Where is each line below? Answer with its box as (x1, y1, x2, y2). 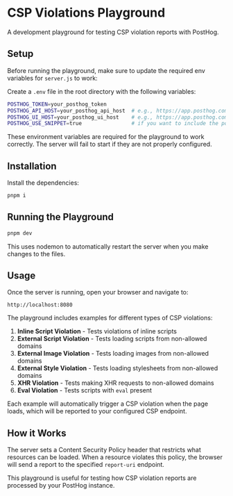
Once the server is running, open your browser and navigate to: (7, 288, 189, 297)
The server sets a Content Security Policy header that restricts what (7, 446, 201, 454)
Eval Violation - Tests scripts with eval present (17, 386, 153, 395)
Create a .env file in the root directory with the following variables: (7, 87, 196, 95)
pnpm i (7, 192, 26, 199)
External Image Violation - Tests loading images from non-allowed (17, 349, 209, 358)
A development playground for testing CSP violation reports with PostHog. (7, 28, 220, 36)
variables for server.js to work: (7, 74, 98, 82)
